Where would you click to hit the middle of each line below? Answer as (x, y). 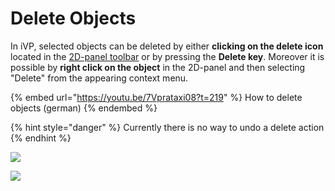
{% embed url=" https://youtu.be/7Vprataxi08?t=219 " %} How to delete (156, 97)
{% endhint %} (41, 138)
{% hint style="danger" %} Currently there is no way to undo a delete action (167, 127)
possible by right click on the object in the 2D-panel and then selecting (158, 67)
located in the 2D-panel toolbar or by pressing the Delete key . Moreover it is (167, 56)
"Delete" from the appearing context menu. (99, 78)
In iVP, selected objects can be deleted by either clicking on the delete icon (167, 46)
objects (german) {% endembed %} (84, 108)
